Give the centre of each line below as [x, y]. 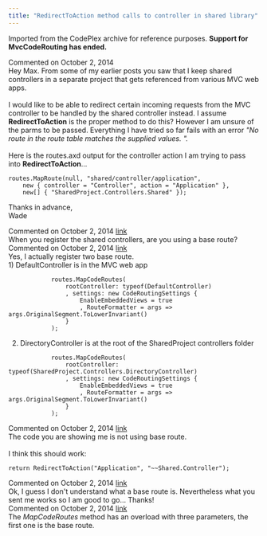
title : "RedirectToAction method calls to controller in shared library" [133, 16]
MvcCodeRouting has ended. [58, 47]
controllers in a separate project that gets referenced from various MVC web [133, 79]
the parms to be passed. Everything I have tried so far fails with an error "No [133, 130]
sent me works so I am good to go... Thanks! [81, 499]
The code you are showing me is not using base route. [98, 436]
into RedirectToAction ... [48, 163]
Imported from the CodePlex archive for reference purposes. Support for [128, 38]
